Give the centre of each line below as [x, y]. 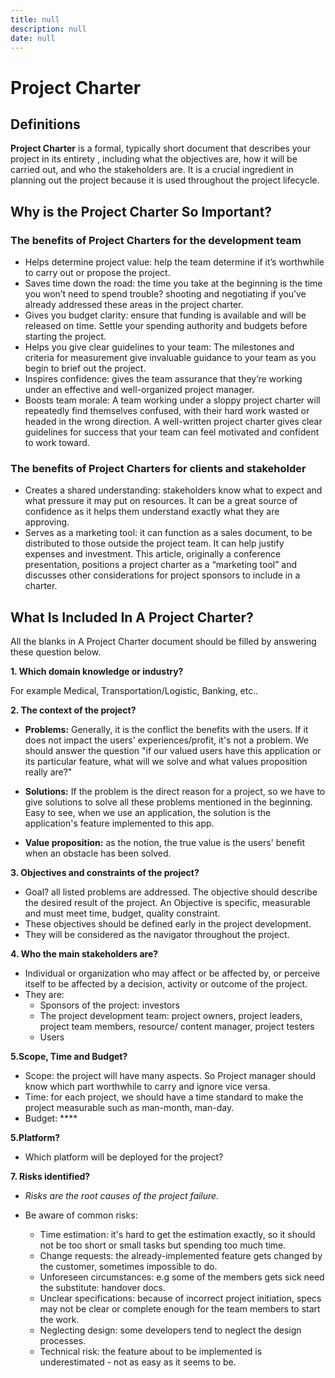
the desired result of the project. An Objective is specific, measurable [168, 903]
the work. [59, 1320]
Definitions [45, 124]
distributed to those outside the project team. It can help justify [154, 543]
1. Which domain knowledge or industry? [97, 672]
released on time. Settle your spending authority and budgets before [166, 326]
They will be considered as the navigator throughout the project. [157, 935]
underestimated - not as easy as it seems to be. [138, 1362]
